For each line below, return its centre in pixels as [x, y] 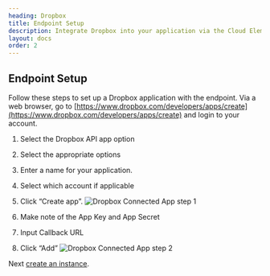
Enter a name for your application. [76, 170]
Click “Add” [39, 248]
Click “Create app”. [51, 201]
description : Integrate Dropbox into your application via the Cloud [127, 31]
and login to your [212, 114]
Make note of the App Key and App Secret [90, 216]
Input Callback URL [52, 232]
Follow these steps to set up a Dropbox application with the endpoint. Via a [132, 97]
